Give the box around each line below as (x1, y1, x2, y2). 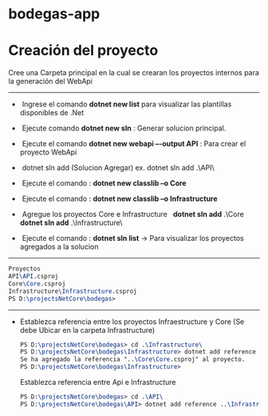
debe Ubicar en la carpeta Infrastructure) (19, 325, 156, 334)
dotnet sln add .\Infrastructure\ (19, 218, 123, 228)
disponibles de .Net (19, 108, 85, 118)
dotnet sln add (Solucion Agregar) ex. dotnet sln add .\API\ (22, 163, 215, 173)
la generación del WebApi (8, 77, 93, 86)
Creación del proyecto (8, 42, 159, 60)
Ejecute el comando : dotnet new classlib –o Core (22, 178, 187, 188)
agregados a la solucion (19, 242, 99, 252)
